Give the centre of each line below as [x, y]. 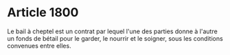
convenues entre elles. [39, 45]
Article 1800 [43, 13]
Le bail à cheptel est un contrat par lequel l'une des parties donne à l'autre [112, 31]
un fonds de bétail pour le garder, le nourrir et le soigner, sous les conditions [115, 38]
